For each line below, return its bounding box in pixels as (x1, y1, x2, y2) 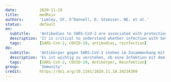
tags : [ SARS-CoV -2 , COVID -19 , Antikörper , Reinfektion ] (10, 60, 147, 65)
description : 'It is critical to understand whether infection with (10, 36, 158, 41)
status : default (5, 21, 56, 27)
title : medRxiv (5, 12, 56, 17)
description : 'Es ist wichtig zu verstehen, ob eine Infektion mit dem (10, 54, 165, 60)
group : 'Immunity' (5, 64, 63, 69)
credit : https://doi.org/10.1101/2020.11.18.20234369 (5, 69, 138, 74)
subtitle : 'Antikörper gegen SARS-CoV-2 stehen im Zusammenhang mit (10, 50, 165, 55)
